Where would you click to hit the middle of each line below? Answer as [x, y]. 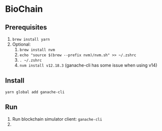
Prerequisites [26, 27]
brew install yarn [31, 39]
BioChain [24, 9]
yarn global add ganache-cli [35, 92]
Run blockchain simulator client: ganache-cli [57, 119]
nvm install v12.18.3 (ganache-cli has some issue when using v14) [88, 65]
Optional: [21, 44]
